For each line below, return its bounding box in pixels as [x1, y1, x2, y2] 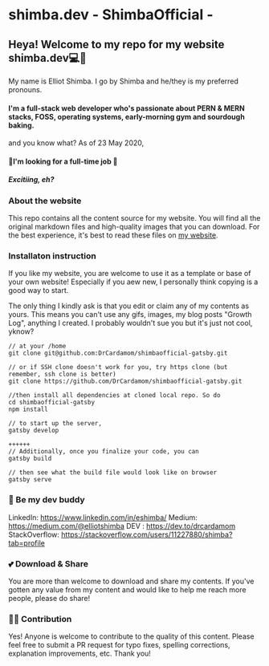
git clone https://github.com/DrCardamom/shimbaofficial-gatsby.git [8, 377, 243, 386]
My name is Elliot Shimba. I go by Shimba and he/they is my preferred [8, 76, 239, 86]
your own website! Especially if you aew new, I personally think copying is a [8, 277, 259, 286]
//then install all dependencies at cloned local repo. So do [8, 392, 221, 400]
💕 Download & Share [8, 558, 88, 569]
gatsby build [8, 455, 52, 463]
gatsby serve [8, 476, 52, 484]
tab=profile [8, 538, 46, 547]
